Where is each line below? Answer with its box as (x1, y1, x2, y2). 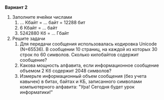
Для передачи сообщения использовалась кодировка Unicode (19, 41, 157, 47)
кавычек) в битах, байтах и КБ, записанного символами (19, 78, 142, 84)
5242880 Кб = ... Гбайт (19, 30, 69, 36)
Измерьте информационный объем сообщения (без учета (19, 73, 147, 79)
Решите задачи (12, 35, 45, 41)
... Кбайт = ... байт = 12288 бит (19, 20, 86, 25)
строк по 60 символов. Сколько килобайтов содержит (19, 52, 139, 58)
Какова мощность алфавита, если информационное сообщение (19, 63, 159, 68)
